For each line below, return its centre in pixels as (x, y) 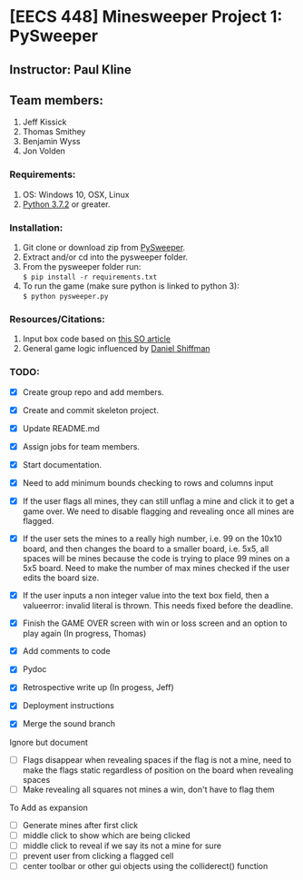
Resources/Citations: (58, 319)
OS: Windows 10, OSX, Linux (76, 194)
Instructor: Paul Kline (70, 69)
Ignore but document (49, 742)
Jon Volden (44, 151)
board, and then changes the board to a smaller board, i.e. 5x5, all (146, 549)
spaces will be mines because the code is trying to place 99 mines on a (156, 559)
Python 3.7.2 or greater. (66, 204)
